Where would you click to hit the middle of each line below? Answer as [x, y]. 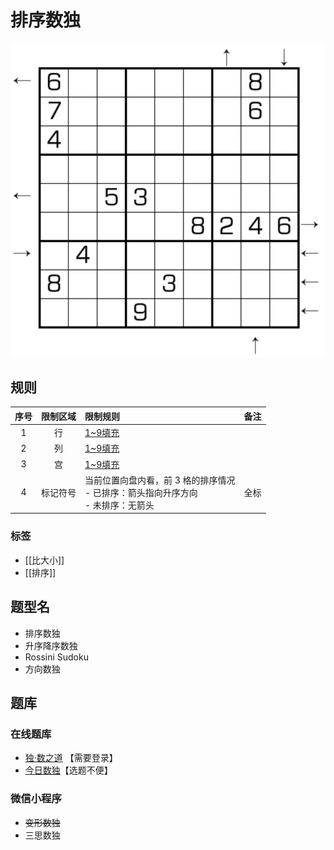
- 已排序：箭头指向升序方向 [141, 492]
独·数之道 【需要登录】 [71, 758]
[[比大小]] [44, 560]
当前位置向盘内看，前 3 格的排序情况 [160, 480]
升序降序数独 [51, 645]
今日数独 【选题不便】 [68, 770]
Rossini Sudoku [56, 657]
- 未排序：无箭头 [119, 505]
